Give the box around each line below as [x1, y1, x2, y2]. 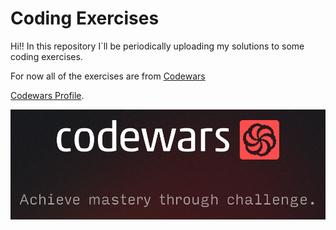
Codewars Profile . [10, 89, 85, 101]
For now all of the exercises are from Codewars [10, 70, 206, 82]
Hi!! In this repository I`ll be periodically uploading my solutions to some [10, 40, 305, 52]
